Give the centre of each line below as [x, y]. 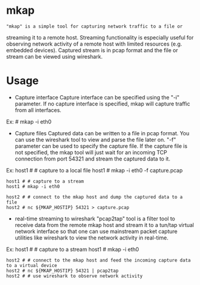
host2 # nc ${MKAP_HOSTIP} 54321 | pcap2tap [62, 271]
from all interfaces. [38, 110]
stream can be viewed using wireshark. [54, 56]
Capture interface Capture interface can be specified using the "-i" [97, 97]
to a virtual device [32, 265]
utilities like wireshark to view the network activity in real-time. [92, 238]
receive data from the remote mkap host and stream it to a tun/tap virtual [104, 225]
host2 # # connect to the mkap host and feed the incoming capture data [99, 260]
